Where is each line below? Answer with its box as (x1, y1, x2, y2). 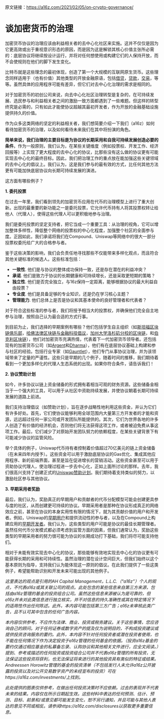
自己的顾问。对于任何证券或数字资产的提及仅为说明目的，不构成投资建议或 (9, 625, 159, 631)
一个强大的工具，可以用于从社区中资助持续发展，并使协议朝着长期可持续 (13, 387, 159, 393)
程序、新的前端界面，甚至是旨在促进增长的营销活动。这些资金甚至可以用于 (9, 457, 159, 463)
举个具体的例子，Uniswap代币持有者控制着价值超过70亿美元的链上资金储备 (5, 445, 156, 451)
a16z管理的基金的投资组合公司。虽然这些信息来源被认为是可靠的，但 (13, 590, 151, 596)
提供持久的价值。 (5, 110, 39, 116)
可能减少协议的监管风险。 (5, 434, 56, 440)
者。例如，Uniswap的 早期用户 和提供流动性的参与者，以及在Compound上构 (5, 515, 156, 520)
